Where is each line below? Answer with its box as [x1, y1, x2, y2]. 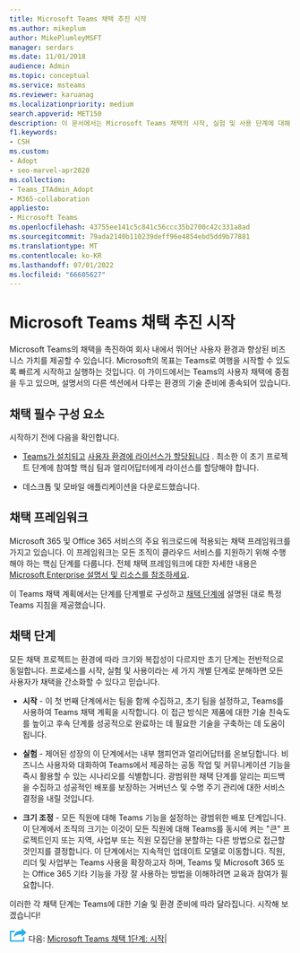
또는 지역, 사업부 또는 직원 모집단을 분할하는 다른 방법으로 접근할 [61, 835, 286, 845]
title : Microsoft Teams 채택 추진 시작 [9, 14, 147, 23]
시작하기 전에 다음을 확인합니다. [9, 432, 120, 442]
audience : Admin [9, 62, 70, 71]
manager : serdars [9, 43, 74, 52]
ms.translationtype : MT [9, 241, 99, 250]
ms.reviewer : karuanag [9, 90, 94, 99]
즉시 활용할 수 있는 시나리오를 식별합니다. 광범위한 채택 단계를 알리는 [21, 770, 261, 781]
